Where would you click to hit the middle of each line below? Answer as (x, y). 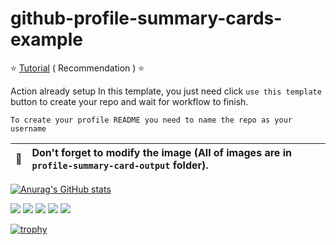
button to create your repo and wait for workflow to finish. (129, 101)
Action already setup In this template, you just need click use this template (166, 91)
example (47, 39)
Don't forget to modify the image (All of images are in (161, 152)
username (28, 128)
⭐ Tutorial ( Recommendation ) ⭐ (77, 68)
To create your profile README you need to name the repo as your (151, 120)
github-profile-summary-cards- (146, 18)
